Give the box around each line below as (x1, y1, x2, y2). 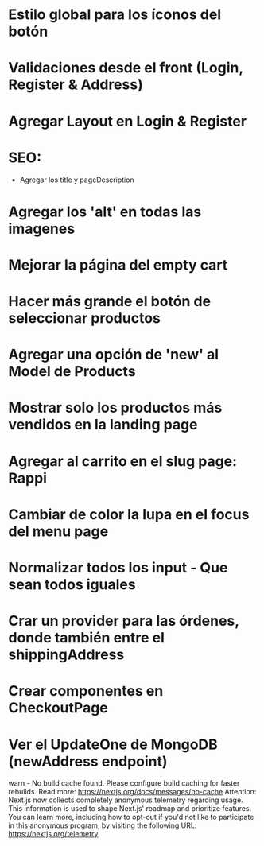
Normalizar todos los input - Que (8, 559, 228, 576)
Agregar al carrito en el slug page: (8, 452, 237, 470)
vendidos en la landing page (8, 416, 198, 434)
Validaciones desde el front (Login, (8, 59, 244, 77)
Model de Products (8, 363, 137, 381)
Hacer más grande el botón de (8, 293, 212, 311)
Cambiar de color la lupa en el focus (8, 505, 250, 523)
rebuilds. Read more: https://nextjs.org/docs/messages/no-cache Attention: (8, 787, 257, 797)
